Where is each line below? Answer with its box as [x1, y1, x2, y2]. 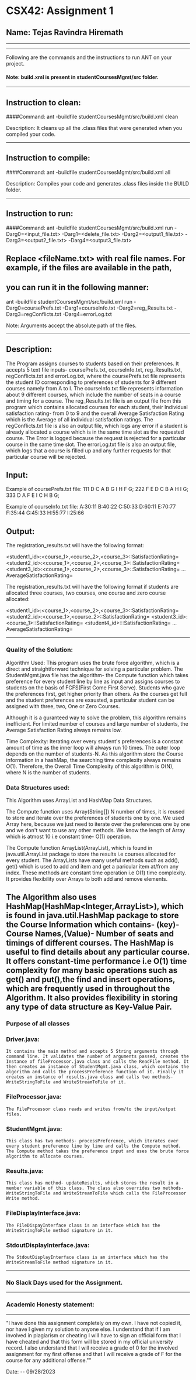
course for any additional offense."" [6, 1357, 92, 1364]
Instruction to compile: [6, 153, 90, 163]
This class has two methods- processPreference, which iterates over [6, 1138, 179, 1144]
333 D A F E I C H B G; [6, 492, 60, 499]
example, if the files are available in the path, [6, 263, 172, 273]
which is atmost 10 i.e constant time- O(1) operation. [6, 833, 131, 840]
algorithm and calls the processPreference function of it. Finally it [6, 1069, 184, 1075]
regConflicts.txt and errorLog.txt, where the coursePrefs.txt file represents [6, 372, 185, 379]
